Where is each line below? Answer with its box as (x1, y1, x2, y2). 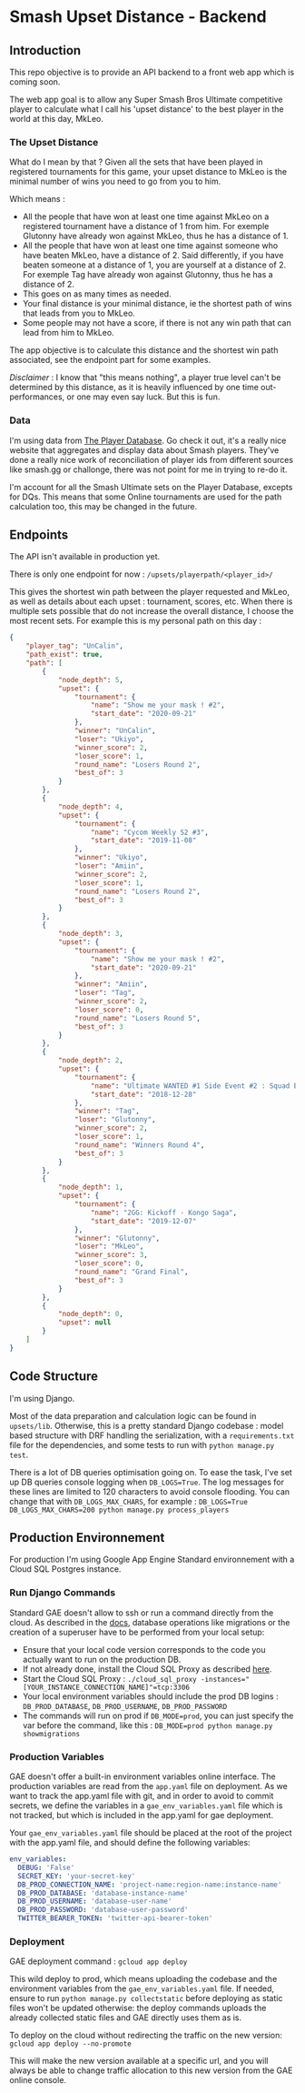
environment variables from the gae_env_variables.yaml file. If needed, (9, 1983, 275, 1994)
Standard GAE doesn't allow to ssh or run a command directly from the (9, 1607, 274, 1618)
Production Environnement (9, 1530, 165, 1545)
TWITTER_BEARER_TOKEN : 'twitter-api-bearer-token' (17, 1914, 213, 1923)
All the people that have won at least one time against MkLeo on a (22, 211, 270, 222)
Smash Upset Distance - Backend (9, 6, 267, 27)
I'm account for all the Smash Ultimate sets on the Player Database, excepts (9, 481, 293, 492)
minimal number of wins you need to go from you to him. (9, 176, 221, 187)
